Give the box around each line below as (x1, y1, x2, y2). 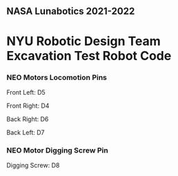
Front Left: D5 (6, 88, 46, 96)
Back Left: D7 (6, 128, 45, 137)
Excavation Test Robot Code (6, 48, 172, 63)
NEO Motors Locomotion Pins (6, 72, 108, 82)
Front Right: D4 (6, 101, 50, 110)
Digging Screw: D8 (6, 162, 60, 170)
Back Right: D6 (6, 115, 49, 123)
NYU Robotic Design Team (6, 33, 161, 49)
